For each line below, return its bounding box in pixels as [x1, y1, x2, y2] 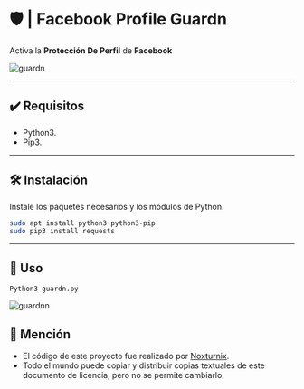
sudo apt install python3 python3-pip [9, 218, 156, 228]
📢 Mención [9, 327, 71, 342]
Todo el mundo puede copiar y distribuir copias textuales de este [22, 360, 265, 371]
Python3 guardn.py [9, 284, 79, 294]
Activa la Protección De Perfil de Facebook [9, 44, 173, 56]
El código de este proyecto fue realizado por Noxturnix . [22, 350, 230, 361]
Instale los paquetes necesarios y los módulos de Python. [9, 201, 224, 212]
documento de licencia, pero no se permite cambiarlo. [22, 369, 224, 380]
